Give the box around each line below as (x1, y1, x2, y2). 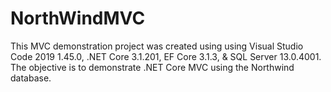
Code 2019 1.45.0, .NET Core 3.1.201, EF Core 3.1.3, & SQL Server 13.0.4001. (10, 50, 322, 62)
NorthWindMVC (10, 7, 146, 30)
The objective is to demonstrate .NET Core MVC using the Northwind (10, 61, 295, 73)
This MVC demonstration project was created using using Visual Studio (10, 40, 304, 52)
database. (10, 72, 52, 84)
